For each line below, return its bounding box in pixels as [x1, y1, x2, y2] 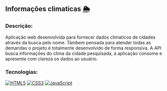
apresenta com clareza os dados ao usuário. [5, 55, 98, 62]
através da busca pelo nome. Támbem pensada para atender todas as [5, 39, 151, 45]
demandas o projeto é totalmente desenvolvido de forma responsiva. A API [5, 45, 162, 51]
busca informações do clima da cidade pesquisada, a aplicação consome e [5, 50, 162, 56]
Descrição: [5, 22, 33, 29]
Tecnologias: [5, 68, 38, 75]
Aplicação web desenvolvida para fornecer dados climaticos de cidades [5, 34, 156, 40]
